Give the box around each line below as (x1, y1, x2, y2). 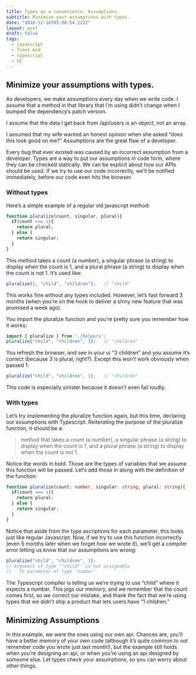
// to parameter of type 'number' (6, 569, 96, 575)
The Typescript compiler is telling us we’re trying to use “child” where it (6, 579, 180, 586)
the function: (6, 473, 37, 480)
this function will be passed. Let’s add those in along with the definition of (6, 466, 185, 473)
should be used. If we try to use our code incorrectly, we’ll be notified (6, 168, 175, 175)
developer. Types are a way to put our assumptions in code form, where (6, 155, 181, 162)
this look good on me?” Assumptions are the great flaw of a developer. (6, 137, 177, 145)
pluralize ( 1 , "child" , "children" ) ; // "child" (6, 281, 131, 287)
